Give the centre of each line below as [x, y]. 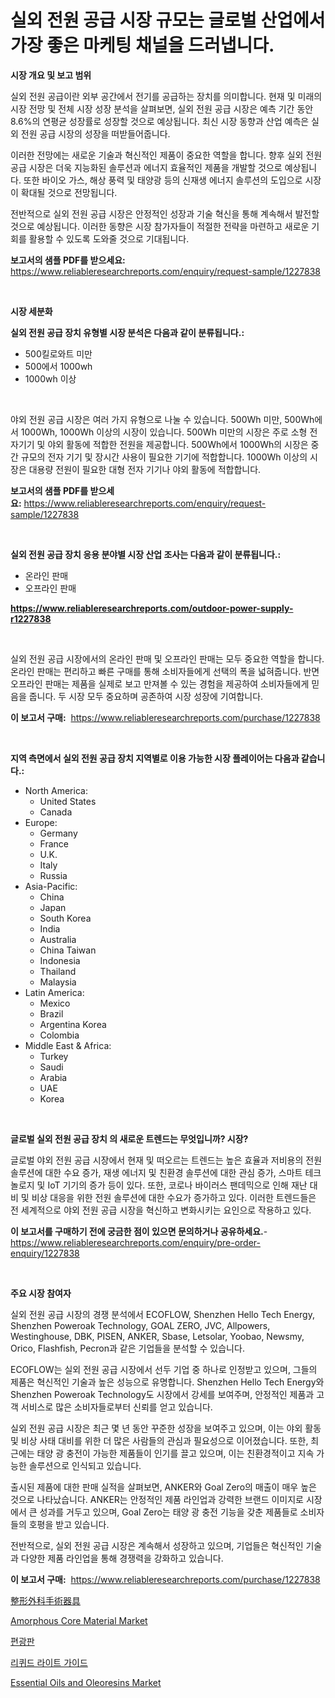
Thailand [58, 971]
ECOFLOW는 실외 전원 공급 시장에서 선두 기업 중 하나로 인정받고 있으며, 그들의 [164, 1369]
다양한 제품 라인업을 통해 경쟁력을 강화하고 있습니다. [122, 1558]
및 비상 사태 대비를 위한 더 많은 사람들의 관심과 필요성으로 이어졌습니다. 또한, [159, 1440]
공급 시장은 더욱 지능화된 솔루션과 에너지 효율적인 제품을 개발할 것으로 [146, 167]
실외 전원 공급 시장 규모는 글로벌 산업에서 [168, 20]
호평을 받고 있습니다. [69, 1524]
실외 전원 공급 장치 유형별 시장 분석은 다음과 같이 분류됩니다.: [127, 332]
